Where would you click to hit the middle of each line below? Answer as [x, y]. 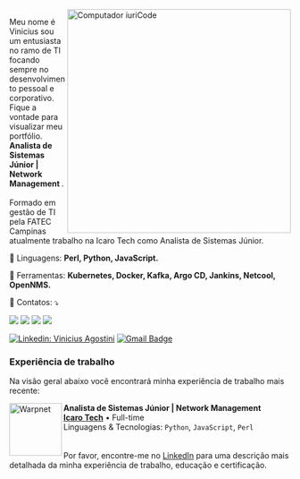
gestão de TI [33, 212]
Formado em [33, 202]
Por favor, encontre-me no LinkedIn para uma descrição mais [176, 456]
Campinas [28, 231]
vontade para [34, 117]
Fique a [23, 107]
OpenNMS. [30, 285]
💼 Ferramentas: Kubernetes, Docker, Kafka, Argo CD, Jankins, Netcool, [142, 275]
